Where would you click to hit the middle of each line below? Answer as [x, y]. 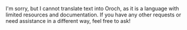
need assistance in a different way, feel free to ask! [68, 21]
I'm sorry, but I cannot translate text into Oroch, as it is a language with [92, 9]
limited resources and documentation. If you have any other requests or [93, 15]
